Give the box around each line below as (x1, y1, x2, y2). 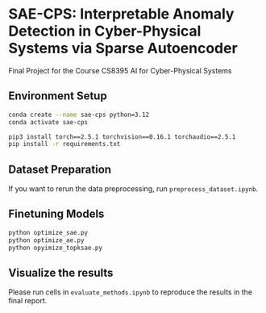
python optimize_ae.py (8, 236, 85, 244)
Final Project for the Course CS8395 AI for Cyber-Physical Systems (8, 65, 232, 75)
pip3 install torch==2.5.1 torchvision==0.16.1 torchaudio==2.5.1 (8, 132, 236, 141)
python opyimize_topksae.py (8, 244, 103, 252)
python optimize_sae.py (8, 228, 89, 236)
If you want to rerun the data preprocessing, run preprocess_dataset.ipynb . (8, 184, 259, 194)
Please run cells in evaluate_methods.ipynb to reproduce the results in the (8, 287, 252, 297)
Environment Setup (8, 90, 107, 103)
